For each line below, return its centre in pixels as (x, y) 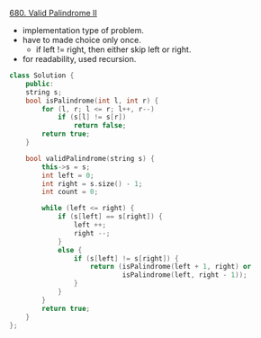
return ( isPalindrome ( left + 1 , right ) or (171, 267)
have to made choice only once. (81, 40)
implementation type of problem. (83, 30)
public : (40, 84)
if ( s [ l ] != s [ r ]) (92, 117)
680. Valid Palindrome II (53, 13)
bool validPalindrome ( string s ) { (90, 158)
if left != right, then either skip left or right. (113, 49)
